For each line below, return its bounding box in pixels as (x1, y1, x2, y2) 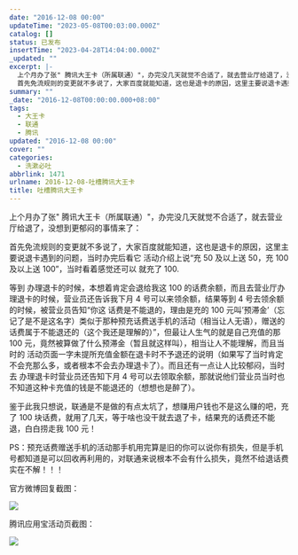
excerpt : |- (9, 63, 53, 72)
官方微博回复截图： (9, 483, 80, 493)
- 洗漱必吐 (17, 161, 52, 170)
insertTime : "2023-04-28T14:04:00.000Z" (9, 46, 161, 55)
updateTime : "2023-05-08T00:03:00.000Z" (9, 21, 161, 30)
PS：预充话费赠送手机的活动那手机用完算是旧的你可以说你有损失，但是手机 (9, 442, 284, 452)
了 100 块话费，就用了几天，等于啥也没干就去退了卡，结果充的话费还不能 (9, 412, 276, 422)
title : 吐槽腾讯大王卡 (9, 186, 84, 195)
